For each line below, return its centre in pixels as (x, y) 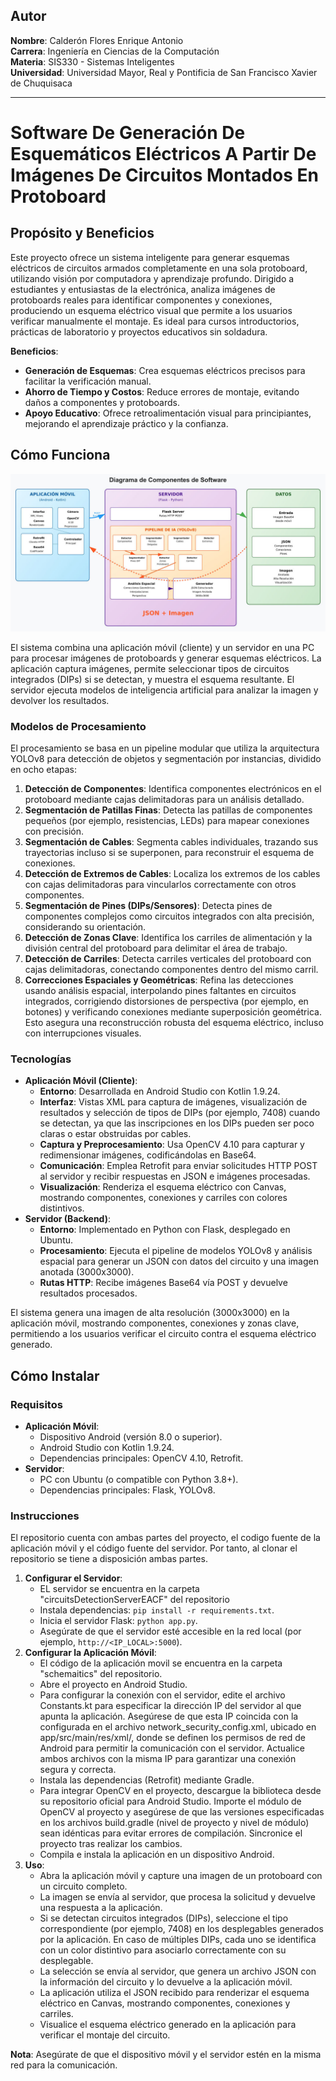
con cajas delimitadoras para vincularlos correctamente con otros (160, 884)
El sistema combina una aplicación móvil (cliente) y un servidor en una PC (162, 647)
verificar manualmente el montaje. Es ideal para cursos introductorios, (155, 321)
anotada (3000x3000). (87, 1272)
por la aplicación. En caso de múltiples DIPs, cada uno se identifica (178, 1940)
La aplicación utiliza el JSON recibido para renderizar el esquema (174, 1993)
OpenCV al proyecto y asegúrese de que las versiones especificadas (182, 1812)
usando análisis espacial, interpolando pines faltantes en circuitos (160, 990)
